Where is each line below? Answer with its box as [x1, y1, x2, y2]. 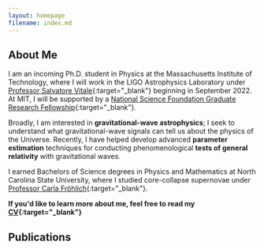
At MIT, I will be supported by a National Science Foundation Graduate [8, 94, 236, 104]
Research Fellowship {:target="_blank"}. [8, 103, 136, 112]
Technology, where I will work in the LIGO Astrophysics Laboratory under [8, 77, 246, 87]
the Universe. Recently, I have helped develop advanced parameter [8, 135, 229, 145]
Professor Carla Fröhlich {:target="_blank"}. [8, 183, 148, 194]
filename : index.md [8, 19, 73, 27]
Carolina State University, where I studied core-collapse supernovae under [8, 175, 251, 185]
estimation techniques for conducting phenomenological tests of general [8, 143, 248, 153]
